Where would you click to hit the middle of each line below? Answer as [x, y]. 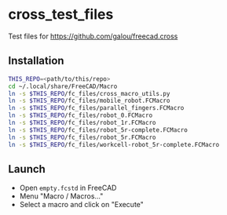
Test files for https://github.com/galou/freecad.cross [93, 36]
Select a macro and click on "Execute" [81, 205]
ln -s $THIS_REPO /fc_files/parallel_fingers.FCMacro [96, 108]
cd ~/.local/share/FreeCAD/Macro [63, 86]
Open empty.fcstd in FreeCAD [68, 188]
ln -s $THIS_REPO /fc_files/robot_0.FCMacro [81, 115]
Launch [27, 169]
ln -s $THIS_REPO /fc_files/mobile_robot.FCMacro [89, 101]
